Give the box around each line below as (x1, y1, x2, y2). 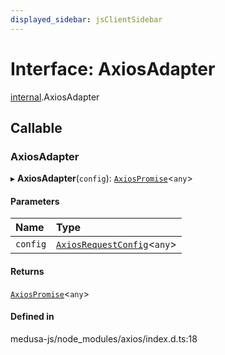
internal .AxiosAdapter (10, 91, 100, 103)
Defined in (10, 311, 55, 323)
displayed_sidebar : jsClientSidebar (10, 14, 163, 25)
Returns (10, 266, 45, 278)
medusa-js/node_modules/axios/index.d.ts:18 (10, 332, 198, 345)
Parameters (10, 195, 60, 207)
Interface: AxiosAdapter (10, 57, 216, 80)
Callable (10, 119, 63, 136)
